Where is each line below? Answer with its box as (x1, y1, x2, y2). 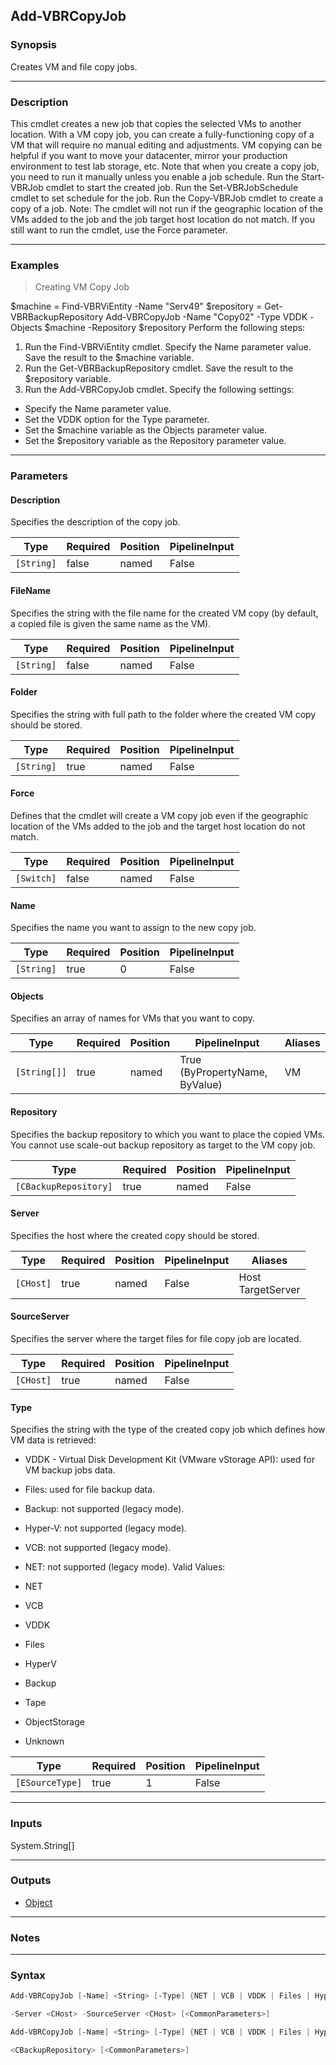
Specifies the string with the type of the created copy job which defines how (10, 1424, 326, 1436)
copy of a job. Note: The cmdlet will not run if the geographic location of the (10, 202, 323, 214)
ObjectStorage (24, 1716, 85, 1728)
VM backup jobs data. (24, 1464, 116, 1476)
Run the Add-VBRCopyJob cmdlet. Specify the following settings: (24, 384, 295, 396)
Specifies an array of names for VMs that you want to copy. (10, 1012, 256, 1024)
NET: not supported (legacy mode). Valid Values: (24, 1561, 226, 1573)
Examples (10, 258, 60, 272)
